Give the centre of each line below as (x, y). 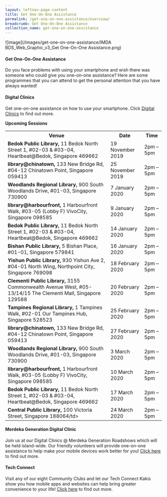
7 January (122, 188)
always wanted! (21, 86)
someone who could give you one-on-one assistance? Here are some (77, 75)
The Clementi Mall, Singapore (66, 293)
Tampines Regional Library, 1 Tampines (55, 307)
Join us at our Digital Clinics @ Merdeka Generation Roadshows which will (81, 440)
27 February (125, 331)
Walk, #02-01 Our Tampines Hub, (48, 313)
